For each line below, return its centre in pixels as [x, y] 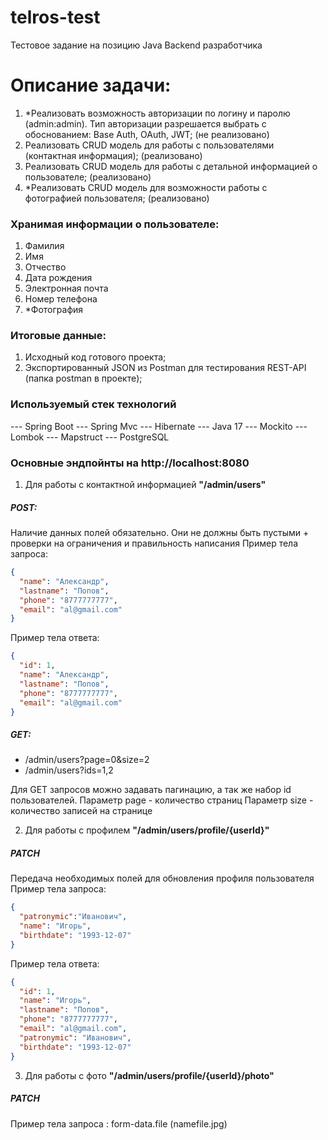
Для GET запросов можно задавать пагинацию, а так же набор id [151, 790]
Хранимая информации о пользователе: [115, 224]
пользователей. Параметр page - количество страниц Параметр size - [162, 800]
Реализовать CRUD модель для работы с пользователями [149, 145]
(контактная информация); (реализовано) [113, 155]
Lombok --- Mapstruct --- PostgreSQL [90, 437]
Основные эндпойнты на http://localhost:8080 [130, 463]
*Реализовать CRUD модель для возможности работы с [146, 187]
